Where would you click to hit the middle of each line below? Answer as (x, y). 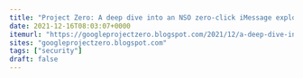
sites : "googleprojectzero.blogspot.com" (88, 43)
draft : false (34, 59)
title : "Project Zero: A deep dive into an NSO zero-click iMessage (141, 17)
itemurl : (26, 34)
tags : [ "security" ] (46, 51)
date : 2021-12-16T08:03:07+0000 (70, 26)
